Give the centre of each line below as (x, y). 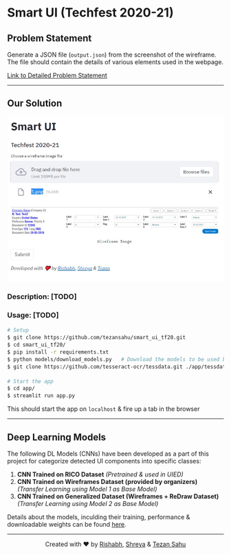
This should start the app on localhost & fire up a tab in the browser (103, 409)
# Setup (18, 330)
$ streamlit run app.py (41, 396)
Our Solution (35, 104)
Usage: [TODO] (33, 315)
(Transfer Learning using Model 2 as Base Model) (88, 504)
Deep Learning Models (57, 437)
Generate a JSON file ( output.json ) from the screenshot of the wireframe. (112, 54)
